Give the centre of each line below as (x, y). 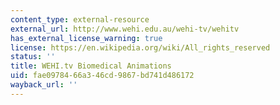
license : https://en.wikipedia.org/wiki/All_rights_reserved (140, 47)
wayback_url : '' (44, 85)
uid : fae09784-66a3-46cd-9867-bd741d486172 (102, 76)
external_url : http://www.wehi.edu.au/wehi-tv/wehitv (125, 29)
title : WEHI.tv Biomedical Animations (91, 66)
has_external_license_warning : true (86, 38)
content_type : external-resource (80, 19)
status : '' (33, 57)
